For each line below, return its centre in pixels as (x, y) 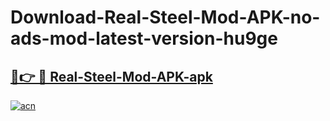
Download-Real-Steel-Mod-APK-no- (165, 17)
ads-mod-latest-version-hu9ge (144, 38)
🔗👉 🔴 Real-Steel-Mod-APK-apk (111, 76)
